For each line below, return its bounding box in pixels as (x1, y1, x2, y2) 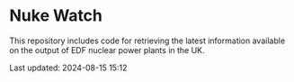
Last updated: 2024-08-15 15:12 (9, 62, 128, 73)
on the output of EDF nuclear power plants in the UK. (9, 44, 205, 55)
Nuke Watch (9, 5, 103, 26)
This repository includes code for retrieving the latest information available (9, 35, 286, 46)
